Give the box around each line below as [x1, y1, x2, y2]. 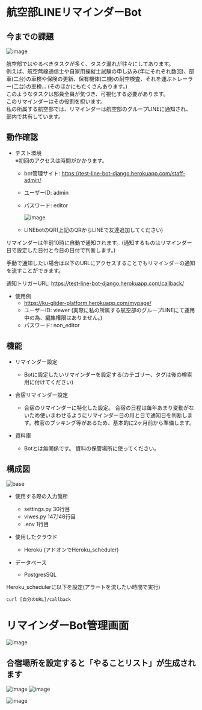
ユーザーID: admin [23, 189, 69, 196]
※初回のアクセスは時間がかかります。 [14, 157, 108, 164]
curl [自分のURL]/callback [6, 597, 71, 603]
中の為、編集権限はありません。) [23, 314, 103, 321]
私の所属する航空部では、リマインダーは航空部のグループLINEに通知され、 [6, 105, 191, 112]
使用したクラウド [14, 533, 58, 541]
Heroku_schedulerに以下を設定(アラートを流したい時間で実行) [6, 583, 161, 591]
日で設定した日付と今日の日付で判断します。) [6, 247, 116, 254]
